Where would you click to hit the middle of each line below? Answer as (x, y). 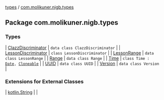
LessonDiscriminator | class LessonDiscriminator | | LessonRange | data (80, 53)
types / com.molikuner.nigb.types (40, 7)
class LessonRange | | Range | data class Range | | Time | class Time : (78, 58)
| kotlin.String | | (22, 92)
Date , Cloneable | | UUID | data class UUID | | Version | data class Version (82, 63)
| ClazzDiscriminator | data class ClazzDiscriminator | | (63, 48)
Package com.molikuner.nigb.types (62, 23)
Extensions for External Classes (44, 81)
